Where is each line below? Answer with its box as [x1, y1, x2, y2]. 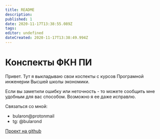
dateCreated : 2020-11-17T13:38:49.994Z [5, 35, 88, 40]
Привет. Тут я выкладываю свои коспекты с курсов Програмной [5, 73, 144, 79]
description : [5, 12, 32, 17]
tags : [5, 26, 16, 31]
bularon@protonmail [12, 113, 55, 119]
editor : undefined [5, 30, 43, 35]
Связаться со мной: [5, 103, 47, 109]
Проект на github [5, 128, 41, 134]
